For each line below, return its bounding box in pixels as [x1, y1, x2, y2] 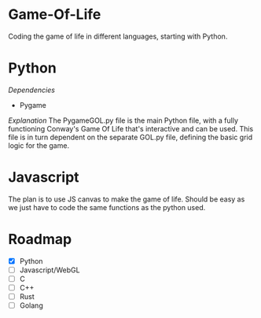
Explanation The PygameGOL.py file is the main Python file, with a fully [8, 116, 238, 125]
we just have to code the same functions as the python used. [8, 202, 206, 212]
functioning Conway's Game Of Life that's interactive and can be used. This [8, 124, 254, 133]
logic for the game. [8, 140, 69, 150]
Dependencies [8, 85, 55, 94]
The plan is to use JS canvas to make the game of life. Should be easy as [8, 194, 245, 204]
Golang [19, 301, 43, 310]
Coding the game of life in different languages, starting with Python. [8, 31, 228, 41]
